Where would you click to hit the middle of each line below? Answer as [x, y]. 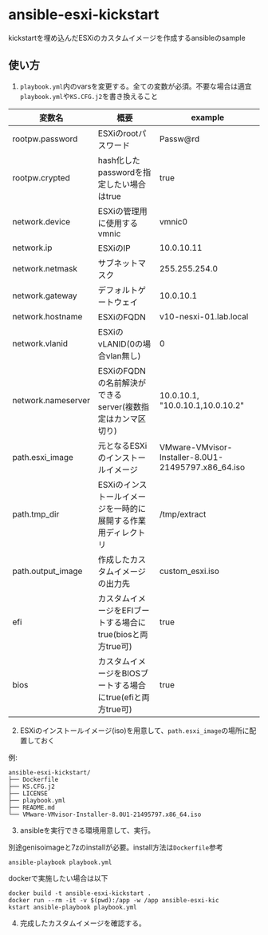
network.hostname [47, 316]
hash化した [119, 160]
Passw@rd [179, 139]
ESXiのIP [114, 248]
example [208, 117]
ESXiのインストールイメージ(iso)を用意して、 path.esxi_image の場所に [134, 730]
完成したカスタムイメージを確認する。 [83, 923]
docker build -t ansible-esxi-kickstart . [80, 893]
